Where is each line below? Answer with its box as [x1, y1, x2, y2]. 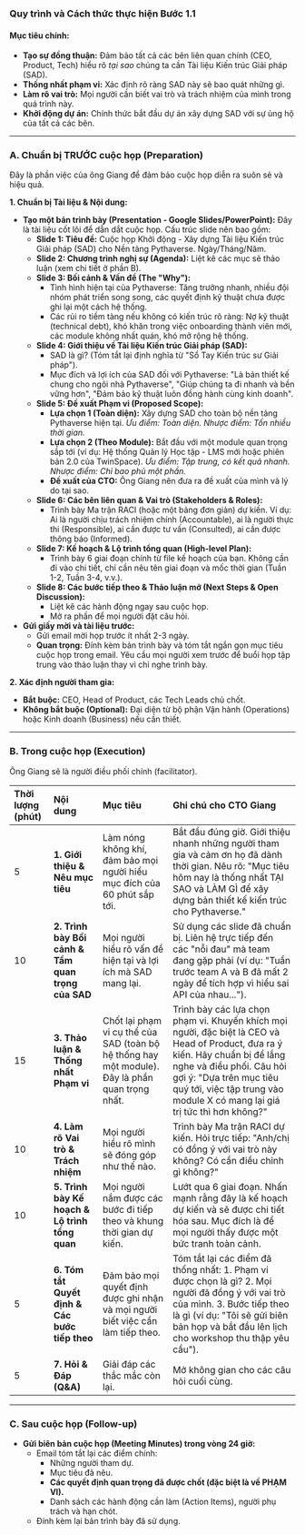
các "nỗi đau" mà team [172, 943, 271, 955]
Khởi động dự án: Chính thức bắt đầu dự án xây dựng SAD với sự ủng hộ [22, 108, 295, 119]
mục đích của [103, 876, 161, 889]
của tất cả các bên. [22, 117, 95, 129]
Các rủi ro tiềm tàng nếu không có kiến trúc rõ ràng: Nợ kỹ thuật [49, 311, 290, 322]
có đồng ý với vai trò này [172, 1143, 278, 1156]
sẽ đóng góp [103, 1148, 157, 1161]
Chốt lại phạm [103, 1014, 162, 1026]
